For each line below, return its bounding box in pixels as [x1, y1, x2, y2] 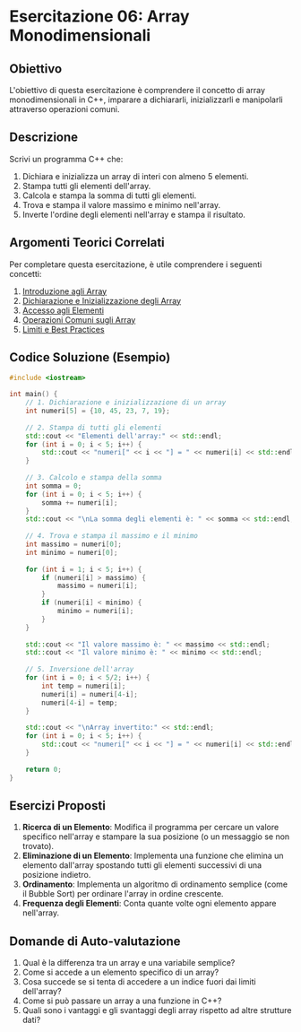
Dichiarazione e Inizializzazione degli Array [21, 295, 182, 306]
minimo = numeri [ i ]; [56, 607, 134, 616]
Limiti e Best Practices [21, 324, 105, 334]
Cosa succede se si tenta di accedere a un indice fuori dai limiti [21, 976, 257, 987]
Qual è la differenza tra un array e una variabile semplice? [21, 958, 236, 968]
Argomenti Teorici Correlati [9, 235, 166, 250]
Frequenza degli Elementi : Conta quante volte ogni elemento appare [21, 898, 277, 909]
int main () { [9, 390, 58, 399]
